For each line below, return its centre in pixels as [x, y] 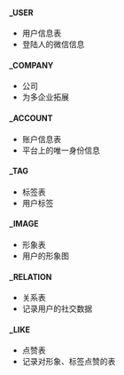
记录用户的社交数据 [57, 309]
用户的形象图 [45, 256]
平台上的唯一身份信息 [61, 150]
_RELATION [31, 276]
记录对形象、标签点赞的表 [69, 362]
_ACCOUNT [31, 118]
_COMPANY [31, 65]
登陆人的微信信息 [53, 44]
